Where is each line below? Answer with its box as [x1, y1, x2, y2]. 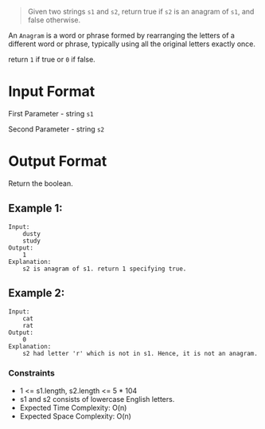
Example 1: [8, 202, 63, 215]
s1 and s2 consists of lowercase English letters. [19, 394, 175, 403]
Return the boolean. [8, 179, 73, 188]
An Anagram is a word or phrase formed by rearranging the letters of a [8, 31, 235, 40]
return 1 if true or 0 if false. [8, 55, 95, 64]
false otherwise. [27, 15, 81, 25]
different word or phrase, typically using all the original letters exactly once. [8, 39, 256, 49]
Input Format [8, 83, 95, 100]
